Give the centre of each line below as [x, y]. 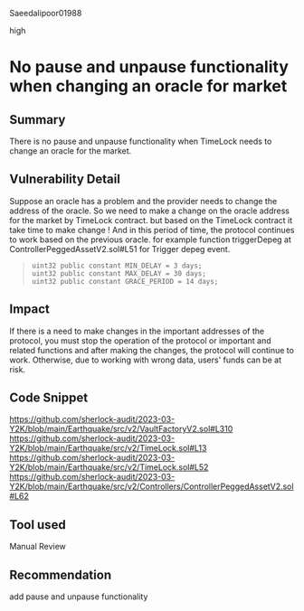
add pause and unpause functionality [79, 597]
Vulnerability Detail [65, 179]
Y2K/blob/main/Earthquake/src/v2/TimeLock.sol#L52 [109, 467]
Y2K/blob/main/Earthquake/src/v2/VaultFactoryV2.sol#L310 [121, 429]
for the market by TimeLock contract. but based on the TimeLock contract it [151, 220]
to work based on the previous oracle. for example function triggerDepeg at [151, 240]
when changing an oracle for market [148, 86]
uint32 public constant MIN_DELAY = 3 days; [117, 266]
